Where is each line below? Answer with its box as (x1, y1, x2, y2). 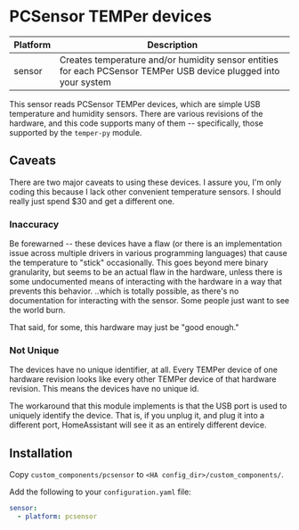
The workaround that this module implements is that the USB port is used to (9, 401, 287, 411)
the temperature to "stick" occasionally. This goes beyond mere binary (9, 257, 269, 269)
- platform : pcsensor (17, 512, 98, 521)
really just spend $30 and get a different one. (9, 195, 175, 206)
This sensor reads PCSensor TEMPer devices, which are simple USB (9, 98, 261, 109)
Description (146, 38, 198, 51)
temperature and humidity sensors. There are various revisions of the (9, 108, 264, 119)
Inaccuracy (9, 218, 60, 230)
